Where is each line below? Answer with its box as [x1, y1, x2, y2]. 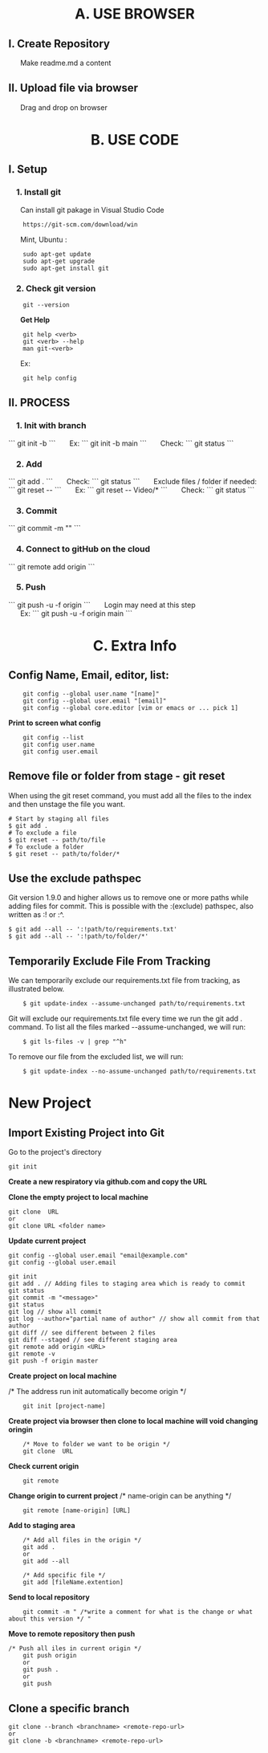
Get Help [19, 315, 51, 324]
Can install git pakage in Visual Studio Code [19, 205, 164, 214]
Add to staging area [8, 1521, 75, 1531]
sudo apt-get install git [22, 264, 110, 272]
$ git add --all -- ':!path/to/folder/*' [8, 932, 149, 940]
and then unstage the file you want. [8, 799, 126, 809]
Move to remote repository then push [8, 1629, 136, 1639]
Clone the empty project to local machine [8, 1192, 148, 1202]
